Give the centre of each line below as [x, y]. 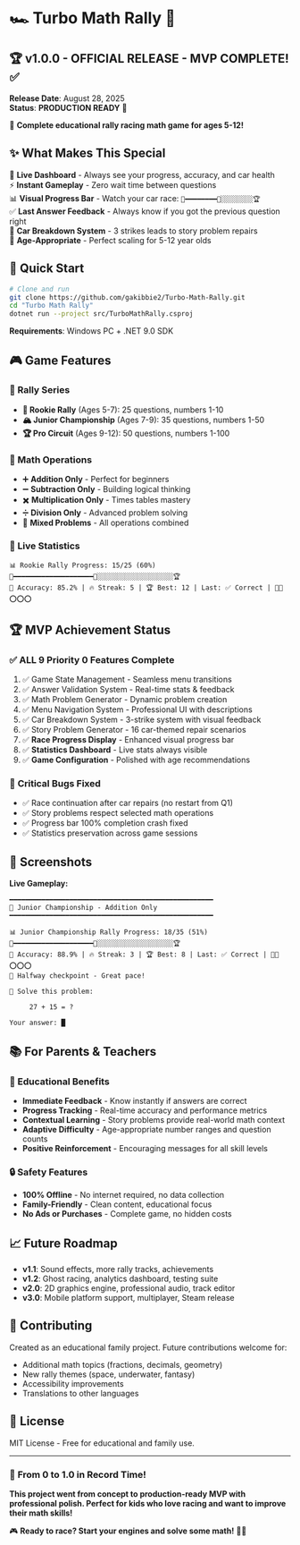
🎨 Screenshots [51, 862]
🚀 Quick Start [47, 269]
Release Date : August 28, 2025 [67, 98]
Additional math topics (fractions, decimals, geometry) [122, 1364]
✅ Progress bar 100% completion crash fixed [105, 823]
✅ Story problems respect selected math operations [118, 813]
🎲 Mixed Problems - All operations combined [105, 523]
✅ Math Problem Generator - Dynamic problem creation [125, 700]
